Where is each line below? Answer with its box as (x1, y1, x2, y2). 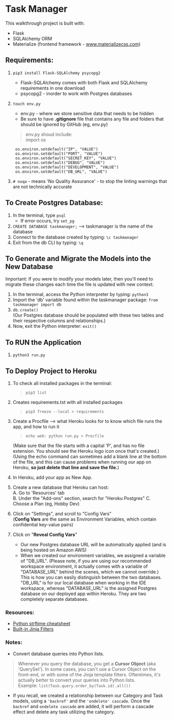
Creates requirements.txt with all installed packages (12, 399, 123, 405)
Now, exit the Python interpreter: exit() (12, 323, 97, 329)
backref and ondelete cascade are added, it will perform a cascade (12, 703, 154, 709)
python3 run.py (12, 353, 46, 358)
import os (25, 137, 46, 143)
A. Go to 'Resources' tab (12, 490, 65, 496)
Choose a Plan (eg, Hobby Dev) (12, 501, 80, 507)
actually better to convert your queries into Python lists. (17, 677, 136, 683)
